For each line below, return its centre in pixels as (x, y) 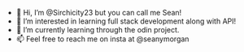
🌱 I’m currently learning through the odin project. (98, 30)
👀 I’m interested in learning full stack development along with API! (126, 21)
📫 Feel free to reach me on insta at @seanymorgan (102, 39)
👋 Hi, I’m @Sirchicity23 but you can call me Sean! (99, 13)
